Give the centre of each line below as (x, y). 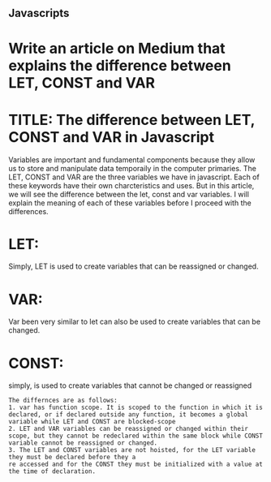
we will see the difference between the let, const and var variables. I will (129, 194)
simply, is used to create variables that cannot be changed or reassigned (130, 385)
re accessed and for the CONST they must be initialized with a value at (136, 465)
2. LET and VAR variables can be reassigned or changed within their (129, 429)
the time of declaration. (52, 471)
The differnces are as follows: (63, 401)
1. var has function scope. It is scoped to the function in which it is (136, 408)
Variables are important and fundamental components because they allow (132, 159)
